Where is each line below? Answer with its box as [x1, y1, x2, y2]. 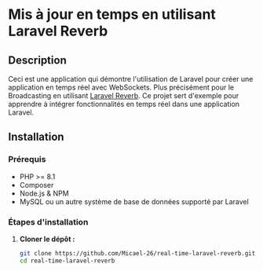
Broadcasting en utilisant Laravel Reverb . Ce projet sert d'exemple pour [8, 91, 239, 100]
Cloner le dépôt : [19, 234, 75, 244]
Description [8, 53, 67, 67]
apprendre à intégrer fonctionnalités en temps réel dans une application [8, 100, 240, 108]
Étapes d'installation [8, 216, 89, 227]
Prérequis [8, 154, 46, 165]
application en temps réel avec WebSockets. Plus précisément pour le [8, 82, 234, 92]
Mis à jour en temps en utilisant [8, 5, 216, 24]
